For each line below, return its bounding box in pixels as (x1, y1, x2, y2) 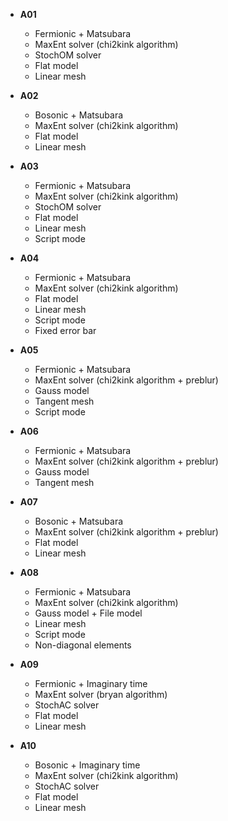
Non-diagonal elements (34, 639, 132, 651)
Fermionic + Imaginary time (34, 678, 148, 689)
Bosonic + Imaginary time (34, 759, 141, 771)
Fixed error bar (34, 325, 97, 336)
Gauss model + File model (34, 607, 143, 619)
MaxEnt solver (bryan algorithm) (34, 689, 168, 700)
